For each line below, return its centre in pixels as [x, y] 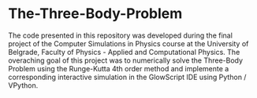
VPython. [23, 85]
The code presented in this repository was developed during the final [120, 35]
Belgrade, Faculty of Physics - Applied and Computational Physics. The [124, 52]
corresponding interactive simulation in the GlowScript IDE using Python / [127, 77]
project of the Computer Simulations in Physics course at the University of [128, 43]
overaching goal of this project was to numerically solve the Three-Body [125, 60]
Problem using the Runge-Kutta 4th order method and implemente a [119, 68]
